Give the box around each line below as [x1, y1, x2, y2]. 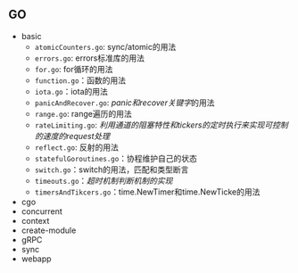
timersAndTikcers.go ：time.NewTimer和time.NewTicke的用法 [34, 186, 261, 197]
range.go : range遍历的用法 [34, 108, 132, 119]
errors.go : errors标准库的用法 [34, 53, 145, 63]
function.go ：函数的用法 [34, 75, 127, 86]
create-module [21, 225, 77, 236]
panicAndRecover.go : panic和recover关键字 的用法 [34, 97, 215, 108]
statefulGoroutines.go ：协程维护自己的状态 [34, 153, 197, 163]
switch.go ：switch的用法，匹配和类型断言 [34, 164, 189, 175]
